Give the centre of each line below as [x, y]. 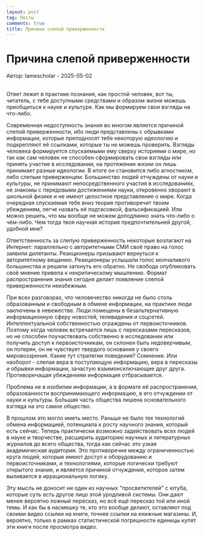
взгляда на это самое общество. [49, 406]
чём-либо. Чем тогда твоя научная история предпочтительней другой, [99, 222]
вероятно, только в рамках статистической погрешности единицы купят [101, 520]
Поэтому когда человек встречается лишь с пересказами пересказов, [99, 330]
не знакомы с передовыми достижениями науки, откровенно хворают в [101, 190]
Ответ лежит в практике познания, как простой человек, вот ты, [90, 94]
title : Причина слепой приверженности [55, 29]
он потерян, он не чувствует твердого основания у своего [83, 349]
